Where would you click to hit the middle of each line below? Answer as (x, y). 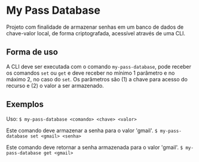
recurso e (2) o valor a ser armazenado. (55, 85)
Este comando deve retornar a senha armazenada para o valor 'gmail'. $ (95, 147)
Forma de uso (32, 52)
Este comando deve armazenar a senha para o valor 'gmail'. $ (82, 130)
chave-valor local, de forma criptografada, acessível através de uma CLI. (96, 33)
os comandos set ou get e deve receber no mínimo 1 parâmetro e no (91, 73)
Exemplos (25, 104)
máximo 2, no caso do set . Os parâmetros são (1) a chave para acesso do (97, 79)
